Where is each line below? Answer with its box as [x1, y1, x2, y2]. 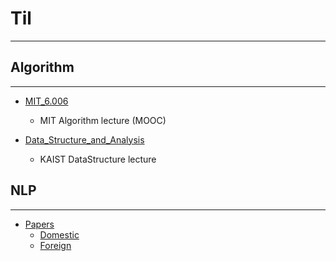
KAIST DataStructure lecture [39, 153, 157, 165]
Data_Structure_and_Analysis [24, 133, 145, 146]
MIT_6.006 [24, 95, 69, 107]
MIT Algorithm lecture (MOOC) [39, 114, 167, 126]
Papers [24, 218, 55, 230]
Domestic [39, 228, 80, 241]
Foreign [39, 239, 72, 251]
